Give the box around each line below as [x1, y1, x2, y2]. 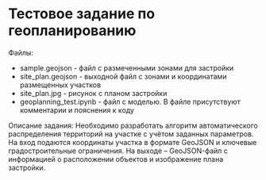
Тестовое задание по [8, 5, 156, 23]
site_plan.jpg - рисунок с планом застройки [19, 88, 168, 98]
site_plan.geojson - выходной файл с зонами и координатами [19, 71, 227, 81]
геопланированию [8, 21, 137, 40]
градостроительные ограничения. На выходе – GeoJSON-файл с [8, 146, 229, 155]
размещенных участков [19, 80, 102, 90]
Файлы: [8, 48, 34, 57]
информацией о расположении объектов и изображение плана [8, 154, 224, 163]
